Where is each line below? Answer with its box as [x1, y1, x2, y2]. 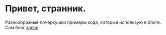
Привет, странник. [5, 3, 86, 14]
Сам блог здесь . [5, 24, 40, 30]
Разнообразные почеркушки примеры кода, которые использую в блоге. [5, 19, 162, 25]
